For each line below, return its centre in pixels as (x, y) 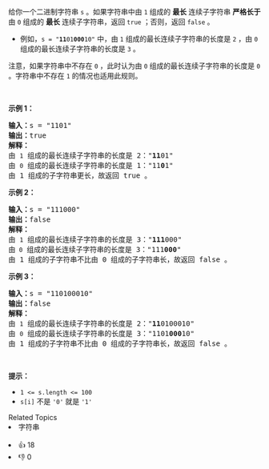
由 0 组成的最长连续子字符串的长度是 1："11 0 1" (91, 165)
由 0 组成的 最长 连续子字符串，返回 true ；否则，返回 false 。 (111, 22)
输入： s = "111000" (44, 209)
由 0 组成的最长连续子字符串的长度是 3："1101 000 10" (101, 333)
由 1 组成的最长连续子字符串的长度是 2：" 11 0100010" (101, 324)
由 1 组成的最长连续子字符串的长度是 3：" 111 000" (95, 240)
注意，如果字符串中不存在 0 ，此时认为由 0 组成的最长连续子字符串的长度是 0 (134, 66)
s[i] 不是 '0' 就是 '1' (56, 401)
